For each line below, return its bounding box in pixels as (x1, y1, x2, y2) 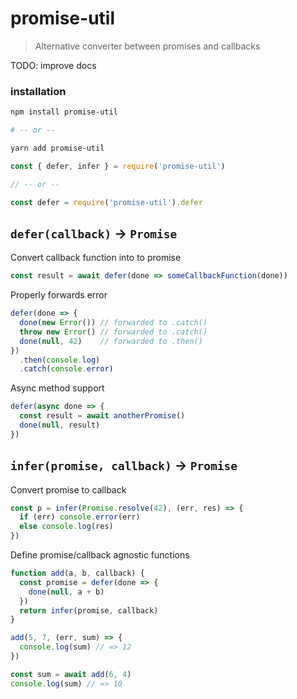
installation (10, 84, 67, 98)
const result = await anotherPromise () (19, 411, 186, 421)
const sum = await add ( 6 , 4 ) (10, 669, 132, 679)
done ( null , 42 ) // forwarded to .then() (19, 336, 203, 346)
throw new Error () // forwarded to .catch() (19, 327, 208, 337)
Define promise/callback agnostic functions (10, 549, 190, 561)
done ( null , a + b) (28, 587, 105, 597)
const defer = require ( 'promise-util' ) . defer (10, 197, 203, 207)
